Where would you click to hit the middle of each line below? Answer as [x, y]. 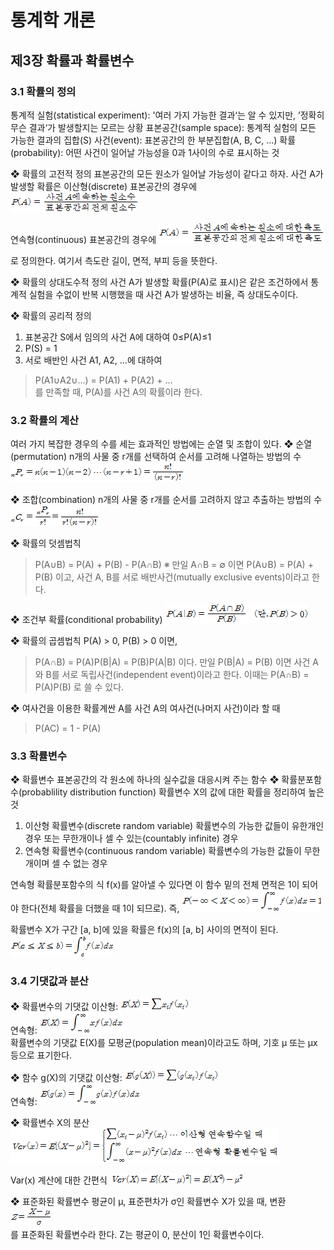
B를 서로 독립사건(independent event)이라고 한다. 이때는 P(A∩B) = [177, 675]
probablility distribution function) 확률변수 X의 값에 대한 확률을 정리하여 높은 [173, 792]
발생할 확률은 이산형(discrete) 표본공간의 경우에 [104, 186]
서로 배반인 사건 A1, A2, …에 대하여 [93, 360]
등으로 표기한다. [41, 1055]
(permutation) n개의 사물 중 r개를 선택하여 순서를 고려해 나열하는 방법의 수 [156, 457]
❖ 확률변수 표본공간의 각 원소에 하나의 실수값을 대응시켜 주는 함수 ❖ [145, 780]
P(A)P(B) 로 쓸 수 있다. [79, 687]
